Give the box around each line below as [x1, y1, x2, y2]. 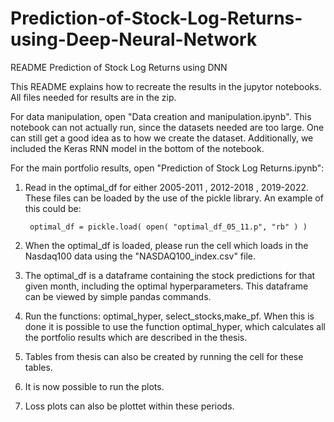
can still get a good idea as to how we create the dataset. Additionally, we [10, 132, 314, 144]
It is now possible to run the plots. [24, 380, 165, 392]
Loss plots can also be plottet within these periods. [24, 400, 235, 412]
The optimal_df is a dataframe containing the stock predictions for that [24, 269, 316, 281]
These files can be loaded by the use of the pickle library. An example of [24, 192, 324, 204]
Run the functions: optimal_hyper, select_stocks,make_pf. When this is [24, 310, 315, 322]
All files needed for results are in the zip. [10, 91, 177, 103]
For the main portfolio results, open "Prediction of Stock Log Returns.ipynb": [10, 162, 325, 174]
